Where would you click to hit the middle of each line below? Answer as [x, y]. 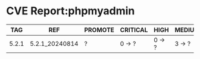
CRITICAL [134, 30]
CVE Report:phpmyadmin [71, 11]
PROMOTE [99, 30]
